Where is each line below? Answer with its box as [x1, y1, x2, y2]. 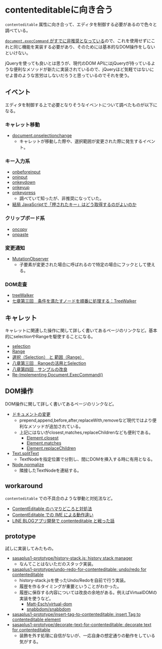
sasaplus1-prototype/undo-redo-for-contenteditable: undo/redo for [12, 566, 147, 572]
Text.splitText [12, 450, 39, 456]
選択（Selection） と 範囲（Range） [12, 354, 84, 360]
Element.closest [26, 435, 59, 441]
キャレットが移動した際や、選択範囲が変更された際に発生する [19, 138, 143, 144]
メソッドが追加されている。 [28, 423, 83, 429]
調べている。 [5, 27, 31, 33]
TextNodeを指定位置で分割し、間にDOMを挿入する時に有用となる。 [19, 456, 155, 462]
